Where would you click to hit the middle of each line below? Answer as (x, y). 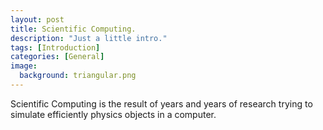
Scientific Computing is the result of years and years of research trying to (161, 103)
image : (24, 66)
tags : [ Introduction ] (55, 47)
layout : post (37, 19)
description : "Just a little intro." (89, 38)
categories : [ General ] (57, 57)
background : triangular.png (78, 76)
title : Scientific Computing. (73, 29)
